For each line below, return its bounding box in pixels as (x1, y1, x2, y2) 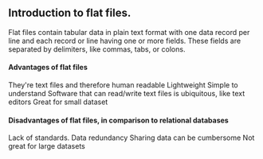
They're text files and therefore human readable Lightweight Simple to (8, 80, 238, 90)
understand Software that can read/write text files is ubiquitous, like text (8, 89, 245, 99)
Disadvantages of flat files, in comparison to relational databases (8, 115, 229, 125)
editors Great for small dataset (8, 97, 108, 107)
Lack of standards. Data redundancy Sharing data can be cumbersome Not (8, 133, 255, 142)
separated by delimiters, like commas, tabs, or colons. (8, 44, 186, 54)
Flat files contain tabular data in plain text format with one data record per (8, 27, 250, 37)
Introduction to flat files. (8, 6, 131, 20)
